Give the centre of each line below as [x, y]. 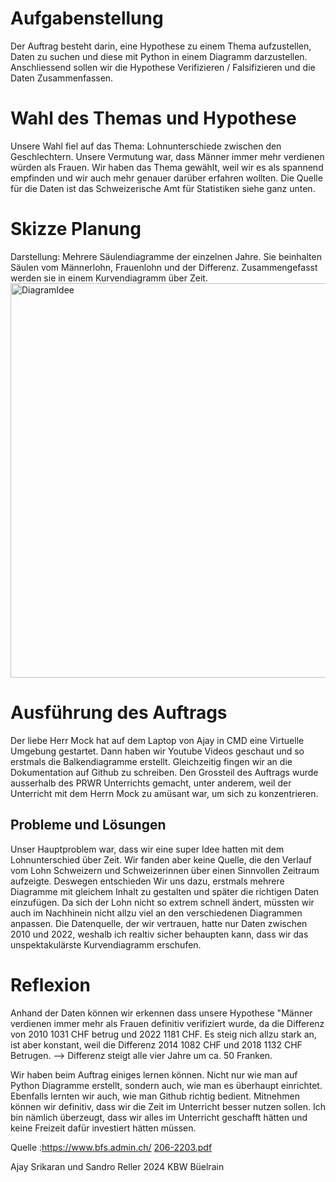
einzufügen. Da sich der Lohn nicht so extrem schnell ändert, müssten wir [162, 902]
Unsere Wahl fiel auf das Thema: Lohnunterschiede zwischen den [146, 146]
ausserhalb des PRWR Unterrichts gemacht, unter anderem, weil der [151, 783]
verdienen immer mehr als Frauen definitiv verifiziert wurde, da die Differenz [167, 1023]
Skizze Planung [76, 229]
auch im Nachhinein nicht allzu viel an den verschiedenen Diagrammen [156, 913]
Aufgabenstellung [87, 18]
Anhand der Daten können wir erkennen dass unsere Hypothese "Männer [161, 1013]
